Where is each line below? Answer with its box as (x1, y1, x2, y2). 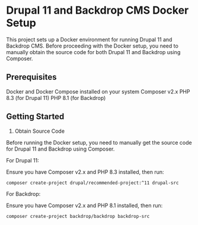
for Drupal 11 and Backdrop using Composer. (6, 145, 115, 152)
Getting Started (6, 111, 65, 122)
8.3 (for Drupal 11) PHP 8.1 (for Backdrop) (6, 94, 106, 101)
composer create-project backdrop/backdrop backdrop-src (6, 213, 150, 219)
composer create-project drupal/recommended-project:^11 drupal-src (6, 180, 179, 186)
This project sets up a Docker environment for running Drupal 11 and (6, 36, 173, 43)
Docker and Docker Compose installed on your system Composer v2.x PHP (6, 87, 190, 95)
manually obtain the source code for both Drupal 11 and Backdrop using (6, 48, 181, 55)
